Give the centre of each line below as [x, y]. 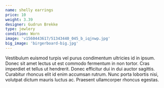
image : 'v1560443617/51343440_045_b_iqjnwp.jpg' [58, 39]
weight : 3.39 [19, 19]
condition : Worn [22, 34]
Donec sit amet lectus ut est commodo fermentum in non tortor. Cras [77, 63]
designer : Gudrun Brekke [32, 24]
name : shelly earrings [29, 10]
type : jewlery [20, 29]
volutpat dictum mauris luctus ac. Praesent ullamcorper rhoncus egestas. [82, 79]
